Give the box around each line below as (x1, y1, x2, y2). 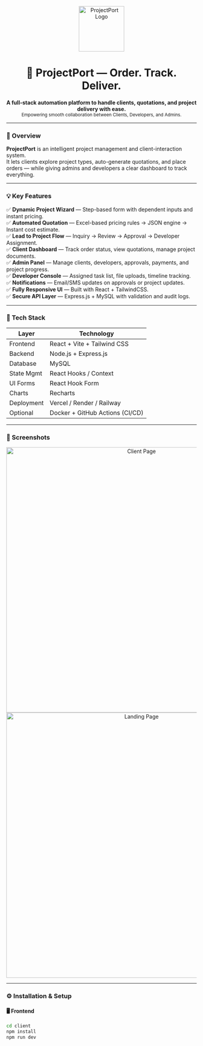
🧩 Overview (6, 131, 41, 139)
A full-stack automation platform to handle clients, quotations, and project (6, 99, 197, 106)
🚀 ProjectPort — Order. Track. (26, 66, 177, 80)
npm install (6, 1028, 36, 1035)
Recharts (49, 389, 76, 397)
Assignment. (6, 239, 37, 246)
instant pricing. (6, 212, 43, 220)
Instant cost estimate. (6, 226, 60, 233)
